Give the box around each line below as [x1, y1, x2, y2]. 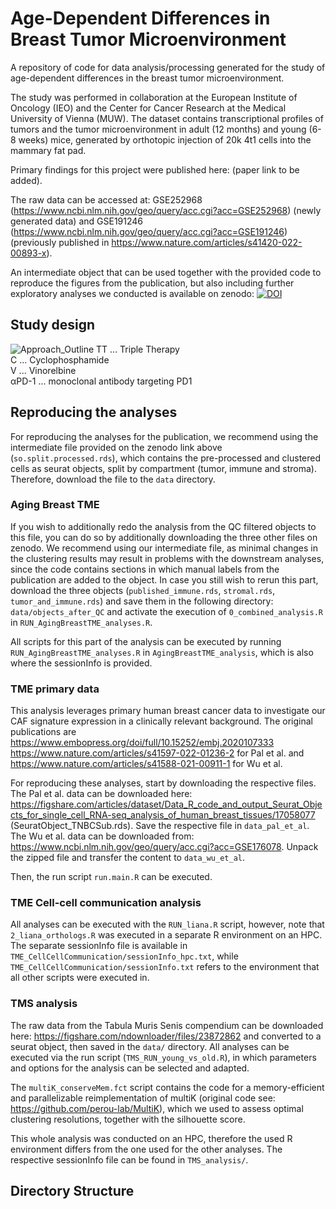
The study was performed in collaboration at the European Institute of [10, 91, 298, 103]
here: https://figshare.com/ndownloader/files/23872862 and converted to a [10, 1030, 322, 1042]
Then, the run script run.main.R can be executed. [10, 871, 213, 883]
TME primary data [10, 682, 100, 696]
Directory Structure [10, 1183, 135, 1200]
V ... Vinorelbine [10, 364, 77, 376]
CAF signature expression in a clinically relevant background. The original [10, 715, 313, 727]
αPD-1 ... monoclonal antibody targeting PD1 [10, 375, 193, 387]
